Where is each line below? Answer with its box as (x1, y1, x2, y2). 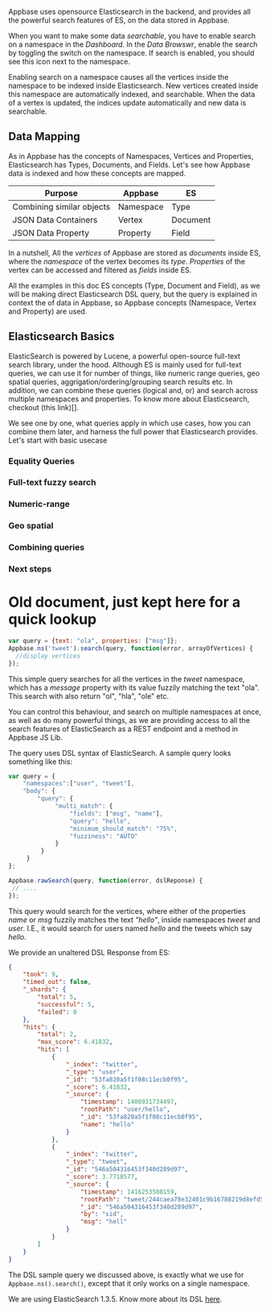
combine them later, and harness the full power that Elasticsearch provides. (8, 426, 259, 436)
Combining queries (8, 542, 85, 553)
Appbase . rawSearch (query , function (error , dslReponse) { (8, 876, 203, 885)
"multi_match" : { (55, 802, 113, 811)
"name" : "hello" (80, 1120, 135, 1128)
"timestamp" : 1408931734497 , (80, 1098, 178, 1106)
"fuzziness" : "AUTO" (69, 832, 138, 841)
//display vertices (15, 652, 81, 660)
